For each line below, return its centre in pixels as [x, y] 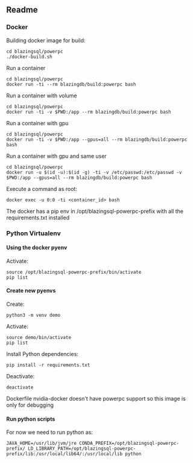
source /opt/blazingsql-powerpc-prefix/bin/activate [74, 272]
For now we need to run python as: [50, 432]
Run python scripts [31, 419]
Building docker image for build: [46, 40]
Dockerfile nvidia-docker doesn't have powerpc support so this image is [96, 399]
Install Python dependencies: [42, 354]
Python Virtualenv [34, 233]
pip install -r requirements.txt [48, 365]
